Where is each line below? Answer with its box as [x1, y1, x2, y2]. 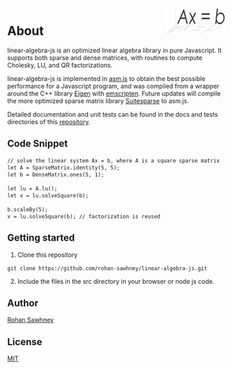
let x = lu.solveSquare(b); [7, 192, 89, 199]
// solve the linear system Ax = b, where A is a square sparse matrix [7, 157, 220, 164]
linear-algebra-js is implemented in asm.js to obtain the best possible [7, 74, 206, 82]
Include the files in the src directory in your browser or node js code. [17, 277, 215, 285]
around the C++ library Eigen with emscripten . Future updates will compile [7, 89, 221, 98]
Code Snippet [7, 138, 68, 150]
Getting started [7, 232, 75, 244]
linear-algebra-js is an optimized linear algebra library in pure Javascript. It [7, 46, 222, 54]
